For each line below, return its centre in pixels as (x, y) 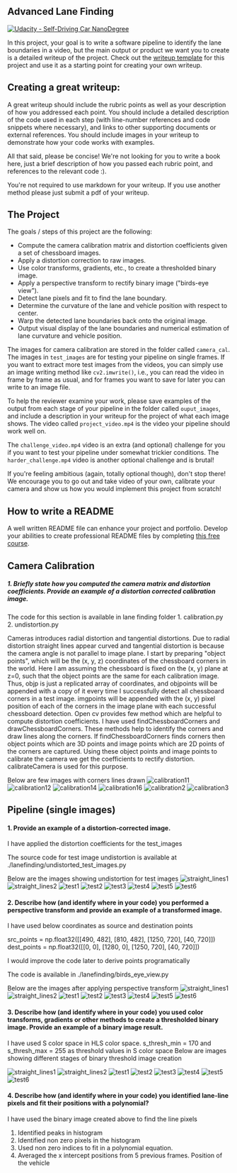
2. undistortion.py (33, 624)
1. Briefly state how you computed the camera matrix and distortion (109, 584)
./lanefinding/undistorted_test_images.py (67, 865)
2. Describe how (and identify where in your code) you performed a (108, 902)
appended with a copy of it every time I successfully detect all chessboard (116, 690)
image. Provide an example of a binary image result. (85, 1027)
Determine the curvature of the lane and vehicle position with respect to (122, 306)
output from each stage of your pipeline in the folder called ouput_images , (114, 409)
